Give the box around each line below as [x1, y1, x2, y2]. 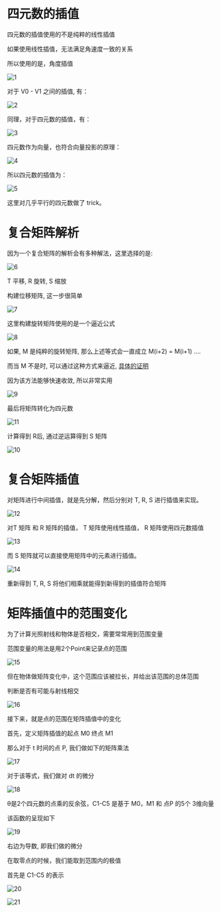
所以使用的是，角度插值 [7, 59, 73, 67]
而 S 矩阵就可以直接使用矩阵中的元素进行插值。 [7, 551, 140, 559]
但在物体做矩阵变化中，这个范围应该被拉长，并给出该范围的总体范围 [7, 672, 199, 680]
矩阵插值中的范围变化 [7, 606, 128, 621]
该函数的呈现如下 [7, 813, 55, 822]
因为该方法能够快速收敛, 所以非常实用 [7, 376, 113, 384]
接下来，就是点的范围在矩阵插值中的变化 [7, 714, 121, 723]
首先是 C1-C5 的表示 [7, 871, 64, 879]
